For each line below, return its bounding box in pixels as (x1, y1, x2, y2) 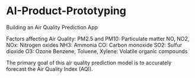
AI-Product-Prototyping (6, 4, 126, 18)
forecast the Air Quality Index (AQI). (6, 65, 93, 72)
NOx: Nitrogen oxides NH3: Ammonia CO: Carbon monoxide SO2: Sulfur (6, 41, 183, 48)
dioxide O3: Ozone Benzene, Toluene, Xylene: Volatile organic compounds (6, 47, 188, 54)
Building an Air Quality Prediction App (6, 24, 98, 31)
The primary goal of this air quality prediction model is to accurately (6, 59, 172, 66)
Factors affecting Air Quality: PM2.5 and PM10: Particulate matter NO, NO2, (6, 35, 190, 42)
